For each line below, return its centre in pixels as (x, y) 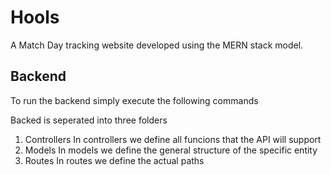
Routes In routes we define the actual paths (114, 160)
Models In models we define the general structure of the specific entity (171, 150)
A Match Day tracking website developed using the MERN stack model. (157, 45)
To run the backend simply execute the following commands (134, 100)
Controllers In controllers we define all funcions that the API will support (173, 139)
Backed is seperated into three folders (89, 120)
